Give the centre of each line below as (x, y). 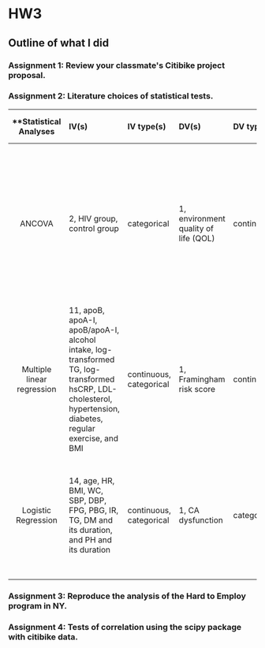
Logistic (36, 510)
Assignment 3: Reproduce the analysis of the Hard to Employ (127, 596)
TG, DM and (90, 520)
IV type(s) (147, 126)
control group (94, 228)
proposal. (27, 75)
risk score (197, 389)
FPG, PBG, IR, (93, 510)
